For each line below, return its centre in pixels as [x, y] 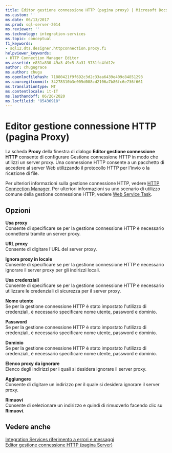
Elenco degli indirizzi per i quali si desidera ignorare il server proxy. [76, 369]
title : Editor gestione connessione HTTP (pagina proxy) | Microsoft [81, 10]
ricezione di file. [22, 173]
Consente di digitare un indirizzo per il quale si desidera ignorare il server [82, 384]
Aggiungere [18, 379]
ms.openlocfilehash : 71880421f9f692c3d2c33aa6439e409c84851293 [74, 77]
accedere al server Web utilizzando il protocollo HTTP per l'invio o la [78, 168]
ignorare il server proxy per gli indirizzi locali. [53, 270]
